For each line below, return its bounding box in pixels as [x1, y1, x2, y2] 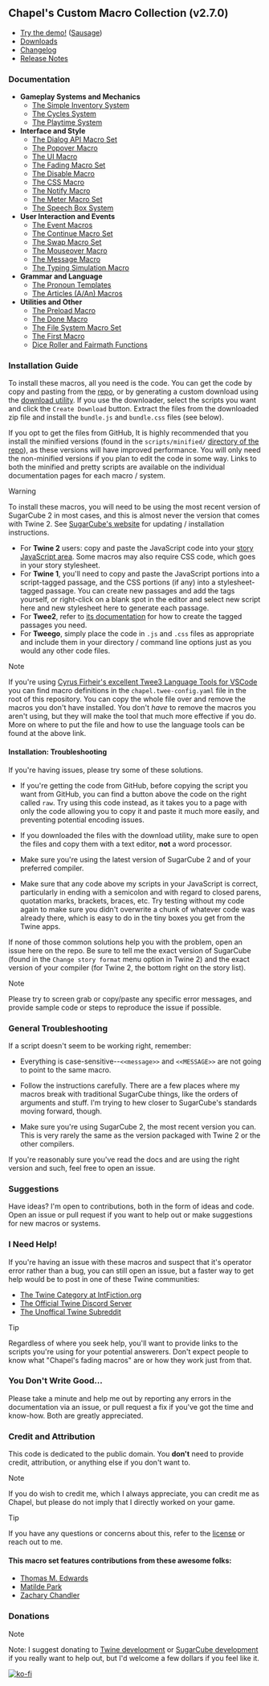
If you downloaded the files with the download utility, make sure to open [19, 830, 259, 840]
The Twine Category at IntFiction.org [19, 1290, 142, 1300]
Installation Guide [8, 360, 79, 371]
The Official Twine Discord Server [19, 1298, 132, 1308]
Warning [8, 486, 36, 496]
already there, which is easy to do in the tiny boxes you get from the [19, 913, 246, 923]
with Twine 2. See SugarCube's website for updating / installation [8, 519, 225, 529]
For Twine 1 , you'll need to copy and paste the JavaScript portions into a [19, 569, 260, 579]
